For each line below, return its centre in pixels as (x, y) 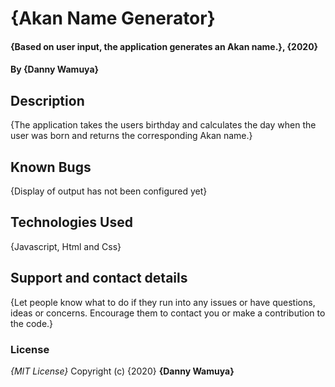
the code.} (32, 323)
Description (47, 100)
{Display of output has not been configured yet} (109, 191)
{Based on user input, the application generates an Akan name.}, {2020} (164, 46)
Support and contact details (99, 278)
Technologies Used (71, 222)
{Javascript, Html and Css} (66, 246)
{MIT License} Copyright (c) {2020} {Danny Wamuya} (122, 371)
